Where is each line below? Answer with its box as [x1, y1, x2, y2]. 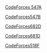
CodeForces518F [5, 43, 40, 49]
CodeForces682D [5, 23, 42, 29]
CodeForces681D [5, 33, 41, 39]
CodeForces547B [5, 14, 41, 19]
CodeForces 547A [5, 4, 42, 10]
